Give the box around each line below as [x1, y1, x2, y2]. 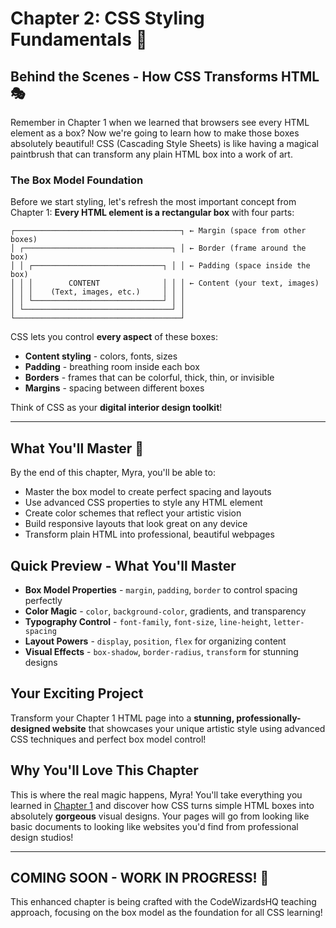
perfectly [24, 594, 63, 606]
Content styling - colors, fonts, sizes [24, 350, 178, 362]
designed [10, 722, 51, 734]
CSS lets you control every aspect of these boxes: [10, 331, 218, 343]
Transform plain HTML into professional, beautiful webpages [24, 528, 275, 541]
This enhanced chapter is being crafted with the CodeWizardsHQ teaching [10, 896, 317, 908]
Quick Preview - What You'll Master [10, 557, 237, 574]
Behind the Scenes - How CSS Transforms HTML [10, 68, 320, 85]
